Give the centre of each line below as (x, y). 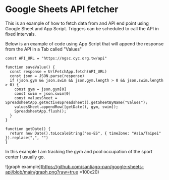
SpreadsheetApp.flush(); (40, 111)
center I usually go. (25, 157)
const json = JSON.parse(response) (47, 76)
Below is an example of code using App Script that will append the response (84, 43)
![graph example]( (24, 166)
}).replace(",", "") (27, 138)
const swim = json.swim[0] (43, 94)
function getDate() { (28, 129)
